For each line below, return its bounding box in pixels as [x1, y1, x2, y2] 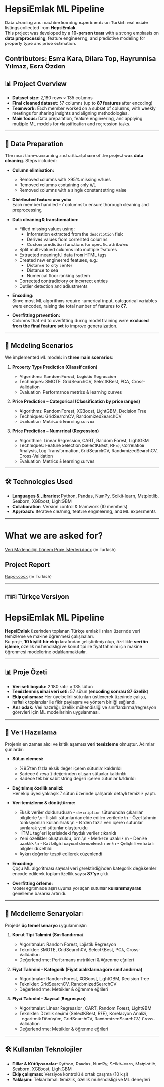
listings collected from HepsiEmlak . [5, 24, 77, 30]
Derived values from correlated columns [26, 236, 108, 242]
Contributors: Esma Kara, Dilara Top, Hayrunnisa [5, 55, 156, 63]
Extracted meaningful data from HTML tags [19, 252, 107, 258]
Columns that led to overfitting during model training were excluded [12, 317, 149, 323]
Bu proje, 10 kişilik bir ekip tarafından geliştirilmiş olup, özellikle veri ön [5, 638, 148, 644]
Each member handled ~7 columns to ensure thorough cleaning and [12, 201, 149, 207]
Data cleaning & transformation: [12, 216, 79, 222]
